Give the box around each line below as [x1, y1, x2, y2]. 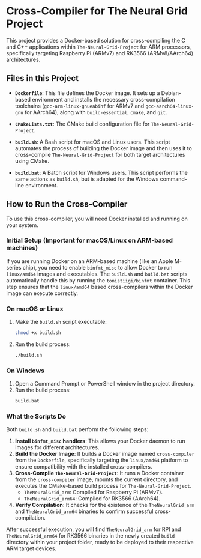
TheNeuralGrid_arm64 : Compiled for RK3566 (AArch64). [23, 495, 161, 502]
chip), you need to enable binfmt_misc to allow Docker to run [22, 264, 173, 271]
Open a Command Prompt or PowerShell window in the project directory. [14, 380, 195, 387]
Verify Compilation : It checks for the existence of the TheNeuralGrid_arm [14, 502, 195, 509]
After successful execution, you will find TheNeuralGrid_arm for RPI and [6, 526, 181, 533]
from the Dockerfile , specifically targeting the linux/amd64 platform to [14, 456, 188, 464]
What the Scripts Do [6, 413, 66, 420]
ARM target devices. [6, 545, 57, 552]
